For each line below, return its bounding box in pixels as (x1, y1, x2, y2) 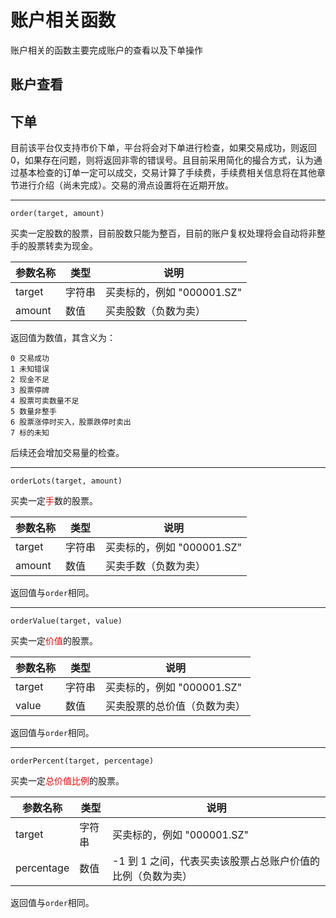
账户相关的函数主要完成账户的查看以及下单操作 (10, 44, 203, 56)
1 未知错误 (10, 364, 50, 375)
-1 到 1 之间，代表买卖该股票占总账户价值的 (111, 854, 320, 868)
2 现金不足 (10, 375, 50, 385)
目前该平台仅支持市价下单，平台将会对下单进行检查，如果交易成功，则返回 (10, 142, 317, 154)
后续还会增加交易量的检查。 (10, 447, 125, 459)
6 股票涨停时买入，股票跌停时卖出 (10, 417, 132, 428)
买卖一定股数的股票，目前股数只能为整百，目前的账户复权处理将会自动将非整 (10, 227, 326, 240)
